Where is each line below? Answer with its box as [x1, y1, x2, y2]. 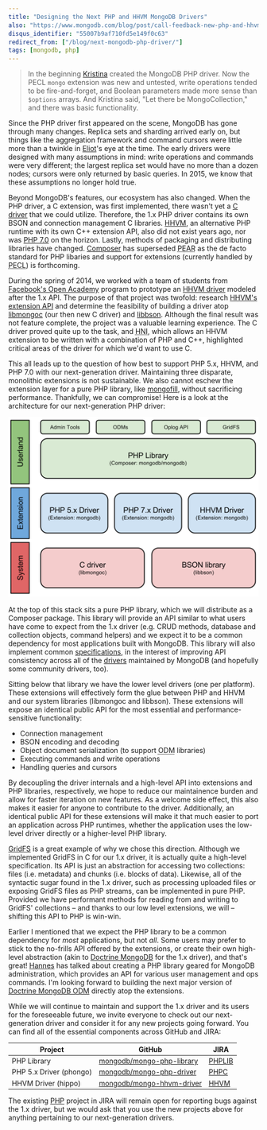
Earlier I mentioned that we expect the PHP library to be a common [8, 927, 226, 937]
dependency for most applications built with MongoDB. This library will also [8, 639, 256, 648]
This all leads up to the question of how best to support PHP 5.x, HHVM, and [8, 359, 259, 369]
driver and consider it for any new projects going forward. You [44, 1019, 249, 1028]
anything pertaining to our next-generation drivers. [8, 1113, 175, 1123]
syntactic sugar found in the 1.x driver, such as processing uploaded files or [8, 878, 257, 887]
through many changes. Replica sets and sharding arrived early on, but [8, 127, 241, 137]
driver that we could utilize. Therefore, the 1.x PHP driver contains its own [8, 210, 249, 219]
